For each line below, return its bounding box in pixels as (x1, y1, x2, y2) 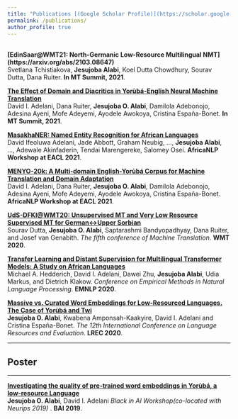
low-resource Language (7, 389, 80, 398)
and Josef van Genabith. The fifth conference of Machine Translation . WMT (7, 233, 230, 242)
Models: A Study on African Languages (7, 262, 125, 271)
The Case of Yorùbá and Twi (7, 306, 92, 315)
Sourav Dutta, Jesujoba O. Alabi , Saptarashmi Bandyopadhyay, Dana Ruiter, (7, 226, 229, 235)
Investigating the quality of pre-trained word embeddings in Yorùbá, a (7, 381, 217, 390)
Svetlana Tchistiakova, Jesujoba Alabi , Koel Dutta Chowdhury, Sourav (7, 65, 212, 74)
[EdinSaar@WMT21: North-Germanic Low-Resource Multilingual (7, 50, 202, 59)
